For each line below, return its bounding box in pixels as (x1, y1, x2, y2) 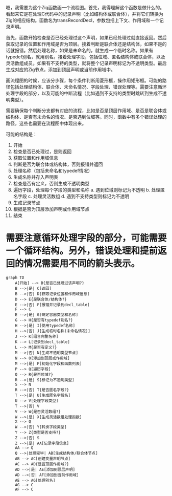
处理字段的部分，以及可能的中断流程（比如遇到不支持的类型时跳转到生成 (6, 90, 158, 96)
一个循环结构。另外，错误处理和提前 (6, 245, 158, 257)
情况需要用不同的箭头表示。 (23, 258, 140, 270)
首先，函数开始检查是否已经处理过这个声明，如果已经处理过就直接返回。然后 (6, 35, 167, 40)
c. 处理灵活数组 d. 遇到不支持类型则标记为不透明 (28, 193, 130, 199)
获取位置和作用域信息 (13, 155, 58, 161)
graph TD (6, 275, 24, 280)
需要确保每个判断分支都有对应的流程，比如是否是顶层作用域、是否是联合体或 (6, 107, 167, 114)
